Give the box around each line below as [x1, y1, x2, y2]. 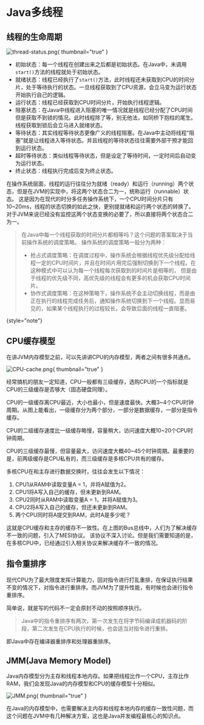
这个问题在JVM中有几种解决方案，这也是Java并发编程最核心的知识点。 [6, 712, 184, 720]
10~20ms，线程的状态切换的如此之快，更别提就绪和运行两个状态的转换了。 [6, 203, 194, 210]
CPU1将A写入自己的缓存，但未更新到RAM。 [15, 488, 124, 496]
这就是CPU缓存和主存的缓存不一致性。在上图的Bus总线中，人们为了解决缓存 [6, 524, 197, 531]
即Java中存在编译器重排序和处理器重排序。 [6, 637, 114, 645]
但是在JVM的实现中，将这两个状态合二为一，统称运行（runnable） [16, 188, 184, 195]
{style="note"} [6, 317, 43, 324]
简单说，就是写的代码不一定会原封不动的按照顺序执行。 [6, 604, 144, 611]
